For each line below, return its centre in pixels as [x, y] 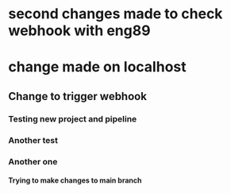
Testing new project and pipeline [73, 118]
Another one [33, 161]
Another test [33, 140]
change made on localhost [97, 67]
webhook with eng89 [79, 31]
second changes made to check [115, 14]
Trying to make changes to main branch [75, 180]
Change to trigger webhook [77, 96]
